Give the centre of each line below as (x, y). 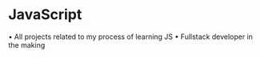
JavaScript (45, 15)
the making (27, 44)
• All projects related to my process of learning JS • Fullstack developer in (131, 37)
